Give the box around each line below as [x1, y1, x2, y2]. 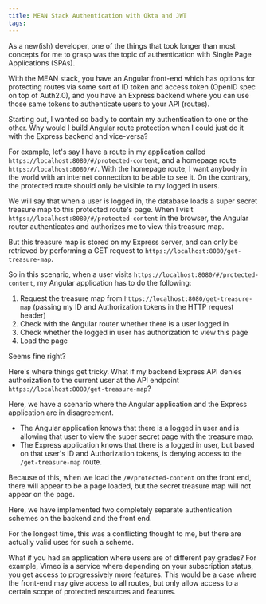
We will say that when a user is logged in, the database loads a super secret [8, 196, 258, 206]
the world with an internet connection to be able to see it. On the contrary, [8, 172, 251, 182]
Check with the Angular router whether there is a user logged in [19, 318, 229, 328]
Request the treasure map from [19, 293, 123, 303]
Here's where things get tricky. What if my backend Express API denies [8, 366, 242, 376]
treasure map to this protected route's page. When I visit [8, 204, 194, 214]
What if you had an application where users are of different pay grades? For [8, 552, 257, 563]
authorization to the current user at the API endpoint [8, 375, 179, 385]
